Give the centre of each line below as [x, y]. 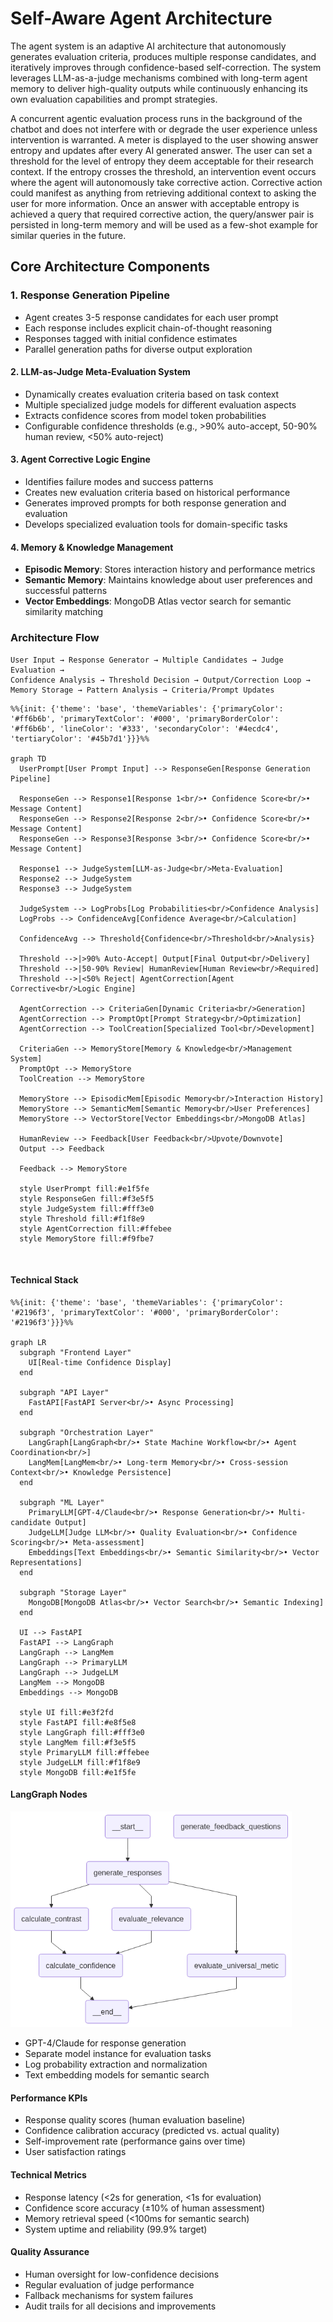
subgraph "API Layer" [64, 1392]
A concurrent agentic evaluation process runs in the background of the [156, 118]
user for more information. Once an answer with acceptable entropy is [155, 203]
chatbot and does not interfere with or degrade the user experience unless [164, 129]
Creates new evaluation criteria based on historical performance [157, 493]
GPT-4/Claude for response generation [105, 2043]
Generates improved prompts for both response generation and [155, 503]
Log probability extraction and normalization [116, 2064]
